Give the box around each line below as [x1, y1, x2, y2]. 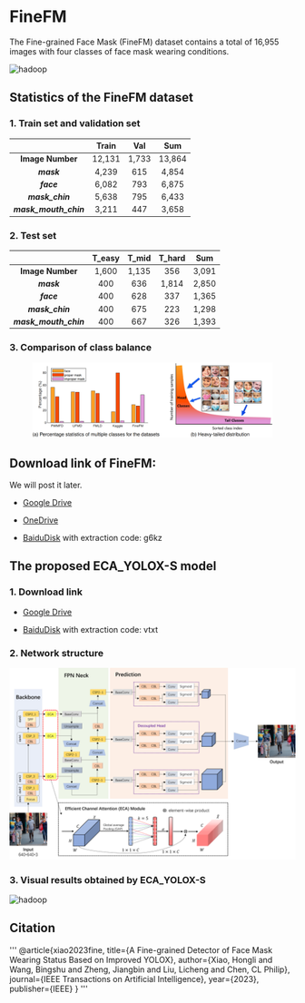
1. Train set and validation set [9, 117, 141, 130]
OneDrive [22, 515, 59, 526]
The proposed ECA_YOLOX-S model [9, 558, 217, 574]
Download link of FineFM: [9, 456, 157, 471]
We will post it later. [9, 479, 83, 491]
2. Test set [9, 229, 57, 241]
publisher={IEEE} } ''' [9, 983, 88, 994]
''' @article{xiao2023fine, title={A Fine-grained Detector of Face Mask [9, 944, 273, 955]
